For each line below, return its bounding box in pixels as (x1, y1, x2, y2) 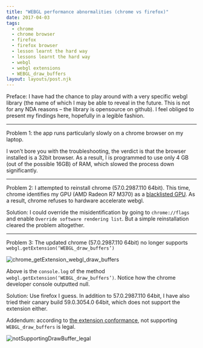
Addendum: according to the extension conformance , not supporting (6, 317, 178, 324)
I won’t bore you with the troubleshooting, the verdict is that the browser (6, 147, 186, 155)
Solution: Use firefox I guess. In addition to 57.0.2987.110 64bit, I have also (6, 292, 190, 300)
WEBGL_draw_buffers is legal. (6, 323, 76, 330)
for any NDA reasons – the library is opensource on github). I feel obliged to (6, 106, 195, 113)
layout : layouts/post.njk (6, 76, 71, 82)
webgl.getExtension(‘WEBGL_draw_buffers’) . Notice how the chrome (6, 274, 176, 282)
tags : (6, 20, 20, 26)
